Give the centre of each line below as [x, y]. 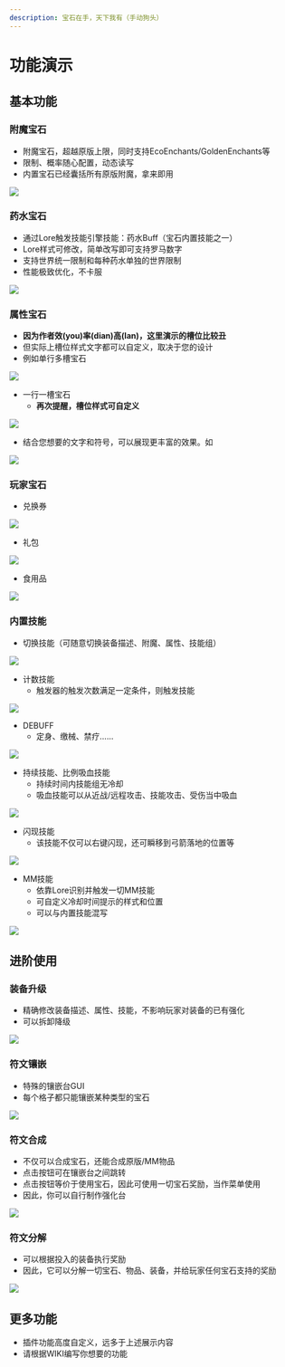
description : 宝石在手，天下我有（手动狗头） [86, 18]
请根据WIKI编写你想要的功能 [75, 1353]
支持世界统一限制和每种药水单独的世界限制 [102, 260]
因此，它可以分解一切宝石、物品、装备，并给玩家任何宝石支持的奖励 [149, 1271]
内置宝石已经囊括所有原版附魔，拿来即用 [98, 174]
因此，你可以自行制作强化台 [74, 1195]
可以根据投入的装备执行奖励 [74, 1259]
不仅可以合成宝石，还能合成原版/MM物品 [99, 1161]
